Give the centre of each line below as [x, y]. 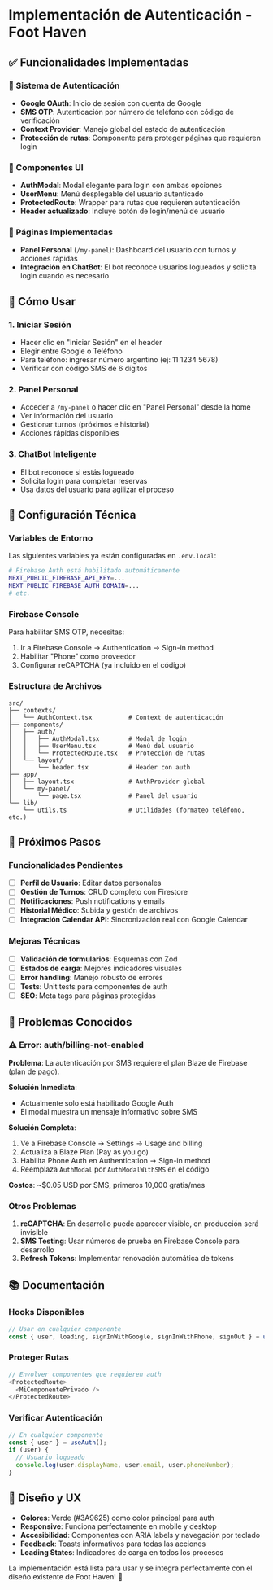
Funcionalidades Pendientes [66, 865]
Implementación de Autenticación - [130, 15]
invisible [34, 1233]
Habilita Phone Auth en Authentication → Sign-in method [115, 1160]
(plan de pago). [34, 1071]
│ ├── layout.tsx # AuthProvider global [107, 782]
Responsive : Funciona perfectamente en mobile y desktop [118, 1526]
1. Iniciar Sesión [40, 325]
